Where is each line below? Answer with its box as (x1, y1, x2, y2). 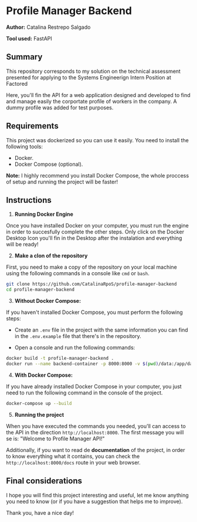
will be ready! (6, 241, 39, 248)
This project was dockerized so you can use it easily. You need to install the (6, 136, 189, 143)
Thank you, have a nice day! (6, 509, 74, 516)
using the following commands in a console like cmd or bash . (6, 270, 150, 277)
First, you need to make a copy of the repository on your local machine (6, 263, 177, 271)
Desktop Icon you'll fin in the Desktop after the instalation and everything (6, 235, 182, 242)
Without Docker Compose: (14, 297, 81, 304)
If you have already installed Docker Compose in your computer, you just (6, 383, 182, 390)
